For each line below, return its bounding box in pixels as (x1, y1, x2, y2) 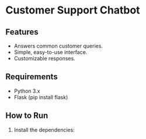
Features (5, 27, 39, 37)
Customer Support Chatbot (5, 4, 141, 17)
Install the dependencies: (13, 126, 75, 133)
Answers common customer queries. (13, 42, 103, 49)
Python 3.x (13, 87, 40, 94)
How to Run (5, 111, 48, 121)
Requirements (5, 72, 58, 82)
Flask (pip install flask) (13, 93, 68, 100)
